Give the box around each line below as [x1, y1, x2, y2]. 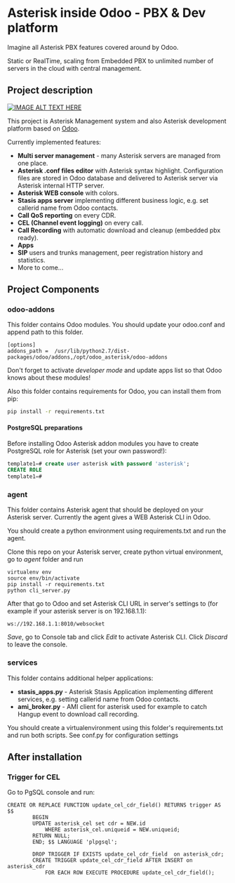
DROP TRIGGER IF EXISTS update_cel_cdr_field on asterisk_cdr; [32, 851, 224, 858]
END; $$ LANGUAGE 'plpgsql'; [32, 839, 118, 846]
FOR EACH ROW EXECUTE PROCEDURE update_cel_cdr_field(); [44, 869, 215, 877]
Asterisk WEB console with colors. [17, 188, 119, 197]
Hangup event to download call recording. [17, 710, 139, 718]
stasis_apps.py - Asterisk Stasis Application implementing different [17, 687, 213, 696]
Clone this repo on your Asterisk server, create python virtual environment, [7, 547, 223, 556]
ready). [17, 233, 39, 241]
